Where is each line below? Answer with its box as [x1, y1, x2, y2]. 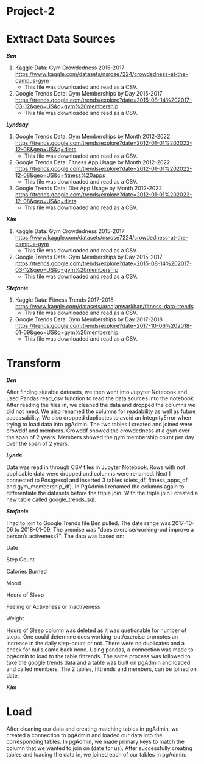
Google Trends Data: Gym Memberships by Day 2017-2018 [15, 316, 163, 323]
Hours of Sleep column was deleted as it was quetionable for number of [6, 627, 187, 634]
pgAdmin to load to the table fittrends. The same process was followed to [6, 653, 191, 660]
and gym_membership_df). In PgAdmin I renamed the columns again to [6, 483, 185, 490]
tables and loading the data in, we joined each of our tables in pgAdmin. [6, 751, 187, 758]
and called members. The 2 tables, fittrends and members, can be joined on [6, 665, 197, 673]
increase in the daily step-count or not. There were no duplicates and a [6, 640, 185, 647]
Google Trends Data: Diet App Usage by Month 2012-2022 [15, 184, 163, 192]
